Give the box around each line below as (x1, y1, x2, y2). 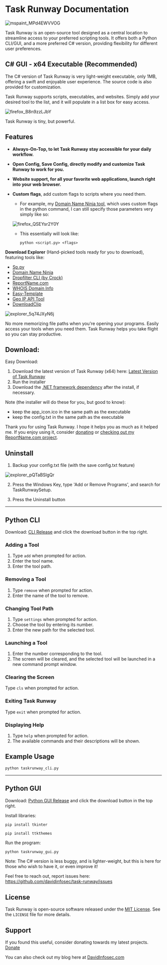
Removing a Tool (5, 576, 46, 583)
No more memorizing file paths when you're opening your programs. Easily (5, 321, 159, 326)
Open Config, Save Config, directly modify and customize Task (12, 161, 146, 167)
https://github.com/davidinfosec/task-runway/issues (5, 879, 113, 885)
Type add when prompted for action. (12, 553, 86, 559)
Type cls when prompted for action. (5, 685, 80, 691)
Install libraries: (5, 812, 36, 818)
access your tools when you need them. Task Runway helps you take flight (5, 325, 158, 331)
